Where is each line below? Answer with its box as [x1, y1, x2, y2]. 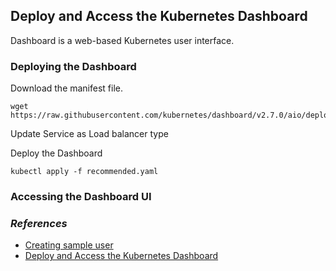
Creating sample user [24, 239, 114, 251]
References [10, 216, 68, 230]
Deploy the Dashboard [10, 147, 103, 159]
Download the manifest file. [10, 82, 124, 94]
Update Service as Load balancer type [10, 128, 169, 140]
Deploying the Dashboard [10, 59, 137, 73]
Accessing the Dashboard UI [10, 190, 152, 204]
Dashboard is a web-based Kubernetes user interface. [10, 34, 235, 46]
